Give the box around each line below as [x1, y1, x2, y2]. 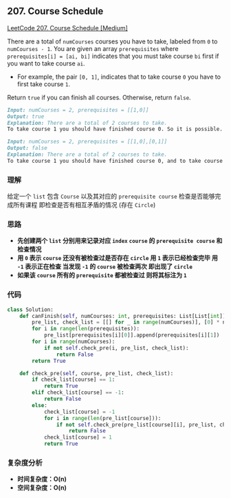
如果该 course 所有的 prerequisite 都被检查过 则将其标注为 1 [16, 271, 187, 279]
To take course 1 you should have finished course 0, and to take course [7, 157, 223, 164]
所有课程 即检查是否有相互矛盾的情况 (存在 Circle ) [12, 201, 156, 209]
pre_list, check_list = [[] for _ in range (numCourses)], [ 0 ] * [32, 319, 220, 326]
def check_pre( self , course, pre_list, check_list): [19, 370, 174, 377]
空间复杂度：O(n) [16, 484, 67, 492]
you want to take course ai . [7, 59, 85, 68]
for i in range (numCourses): [32, 338, 115, 346]
